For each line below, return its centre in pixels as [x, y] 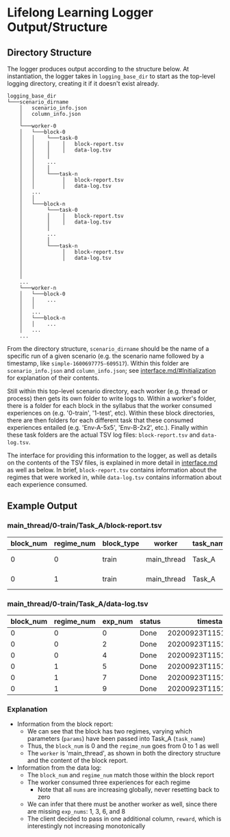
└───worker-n [38, 288]
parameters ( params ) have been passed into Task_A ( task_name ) [116, 739]
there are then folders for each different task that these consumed [100, 420]
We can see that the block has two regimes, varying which [110, 731]
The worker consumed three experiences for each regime [108, 782]
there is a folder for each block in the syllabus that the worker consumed [110, 405]
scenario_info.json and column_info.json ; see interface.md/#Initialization [112, 371]
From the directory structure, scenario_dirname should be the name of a [108, 349]
